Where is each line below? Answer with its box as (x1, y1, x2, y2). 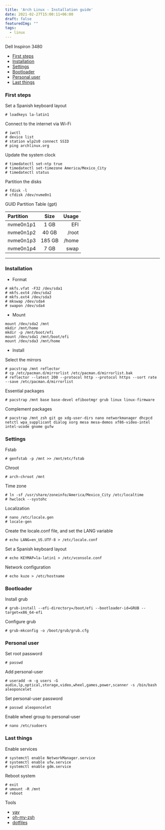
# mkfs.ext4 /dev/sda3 (5, 294, 52, 299)
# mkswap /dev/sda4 (5, 299, 45, 304)
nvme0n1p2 (7, 229, 36, 236)
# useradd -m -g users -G (5, 678, 58, 683)
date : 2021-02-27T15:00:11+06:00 (5, 12, 74, 17)
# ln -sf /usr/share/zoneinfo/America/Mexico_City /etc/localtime (5, 492, 144, 497)
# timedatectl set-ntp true (5, 161, 63, 166)
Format (12, 276, 27, 282)
